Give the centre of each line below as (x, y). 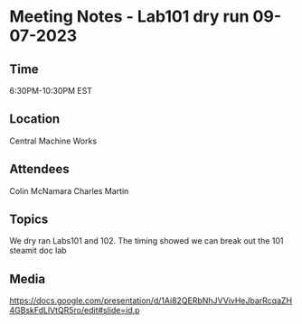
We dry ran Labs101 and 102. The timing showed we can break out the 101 (146, 241)
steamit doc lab (38, 251)
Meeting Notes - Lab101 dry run (129, 17)
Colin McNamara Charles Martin (69, 190)
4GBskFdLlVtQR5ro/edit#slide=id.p (75, 310)
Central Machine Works (53, 141)
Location (35, 119)
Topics (29, 220)
